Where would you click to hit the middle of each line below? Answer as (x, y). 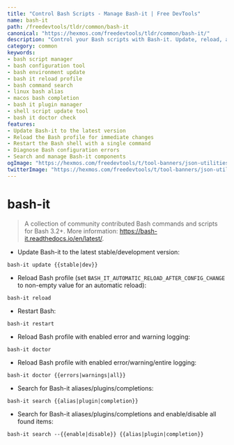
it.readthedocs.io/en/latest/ (63, 238)
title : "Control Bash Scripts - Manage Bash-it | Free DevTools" (104, 14)
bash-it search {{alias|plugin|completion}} (73, 401)
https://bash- (139, 231)
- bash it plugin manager (45, 105)
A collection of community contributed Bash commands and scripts (121, 224)
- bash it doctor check (42, 117)
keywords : (22, 53)
